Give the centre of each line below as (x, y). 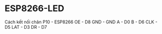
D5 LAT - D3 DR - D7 (26, 27)
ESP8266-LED (34, 8)
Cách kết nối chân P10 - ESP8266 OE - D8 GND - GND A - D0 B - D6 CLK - (81, 22)
